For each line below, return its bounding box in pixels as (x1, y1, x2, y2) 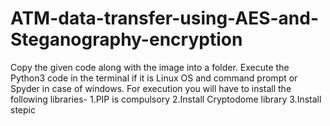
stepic (10, 103, 36, 116)
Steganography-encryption (10, 28, 243, 51)
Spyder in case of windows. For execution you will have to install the (10, 82, 292, 94)
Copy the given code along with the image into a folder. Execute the (10, 61, 290, 73)
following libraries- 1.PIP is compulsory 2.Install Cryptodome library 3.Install (10, 93, 322, 105)
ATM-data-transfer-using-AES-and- (10, 7, 320, 30)
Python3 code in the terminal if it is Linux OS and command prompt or (10, 72, 298, 84)
